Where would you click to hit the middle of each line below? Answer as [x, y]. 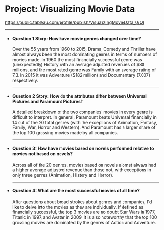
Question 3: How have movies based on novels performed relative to [83, 148]
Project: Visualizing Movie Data [70, 9]
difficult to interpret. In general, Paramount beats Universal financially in [84, 117]
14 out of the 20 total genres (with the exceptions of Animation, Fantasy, [85, 123]
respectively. [25, 80]
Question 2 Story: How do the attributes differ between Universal [80, 96]
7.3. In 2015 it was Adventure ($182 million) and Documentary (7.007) [81, 75]
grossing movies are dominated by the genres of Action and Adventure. [84, 222]
